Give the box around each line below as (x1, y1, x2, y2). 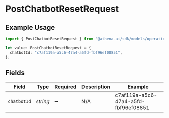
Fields (5, 68, 25, 77)
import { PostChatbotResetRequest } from (5, 36, 94, 41)
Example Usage (5, 23, 55, 32)
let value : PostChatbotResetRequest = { (5, 45, 92, 50)
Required (54, 83, 77, 90)
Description (81, 83, 111, 90)
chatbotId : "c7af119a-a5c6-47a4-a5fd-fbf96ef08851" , (10, 50, 123, 55)
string (36, 98, 50, 105)
